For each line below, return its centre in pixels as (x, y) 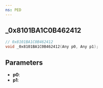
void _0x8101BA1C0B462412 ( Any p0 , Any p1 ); (52, 47)
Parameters (24, 62)
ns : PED (13, 10)
